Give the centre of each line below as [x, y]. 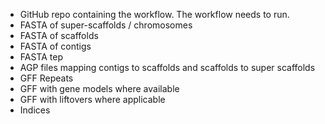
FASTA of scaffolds [59, 35]
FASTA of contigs [55, 46]
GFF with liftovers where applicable [92, 99]
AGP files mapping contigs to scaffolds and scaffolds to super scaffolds [167, 67]
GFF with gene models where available [99, 88]
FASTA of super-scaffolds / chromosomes [106, 25]
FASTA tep [41, 57]
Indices [35, 110]
